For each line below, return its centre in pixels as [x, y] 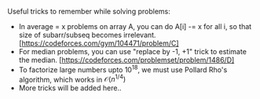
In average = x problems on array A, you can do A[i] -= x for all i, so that [135, 26]
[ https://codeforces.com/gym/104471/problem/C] [99, 43]
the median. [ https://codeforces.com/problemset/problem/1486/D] [126, 60]
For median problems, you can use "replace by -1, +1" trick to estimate [132, 51]
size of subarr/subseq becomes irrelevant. [87, 35]
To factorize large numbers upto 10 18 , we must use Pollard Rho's [123, 69]
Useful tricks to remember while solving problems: [89, 11]
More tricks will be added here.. [70, 88]
